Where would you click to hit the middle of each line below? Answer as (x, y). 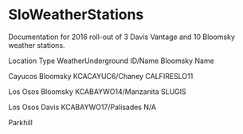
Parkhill (21, 122)
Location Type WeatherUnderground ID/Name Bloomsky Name (112, 61)
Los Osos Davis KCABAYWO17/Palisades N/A (82, 107)
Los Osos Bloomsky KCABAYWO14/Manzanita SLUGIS (98, 91)
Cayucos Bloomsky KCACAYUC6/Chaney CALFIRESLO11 (101, 76)
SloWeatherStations (76, 15)
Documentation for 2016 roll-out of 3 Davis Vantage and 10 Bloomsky (121, 37)
